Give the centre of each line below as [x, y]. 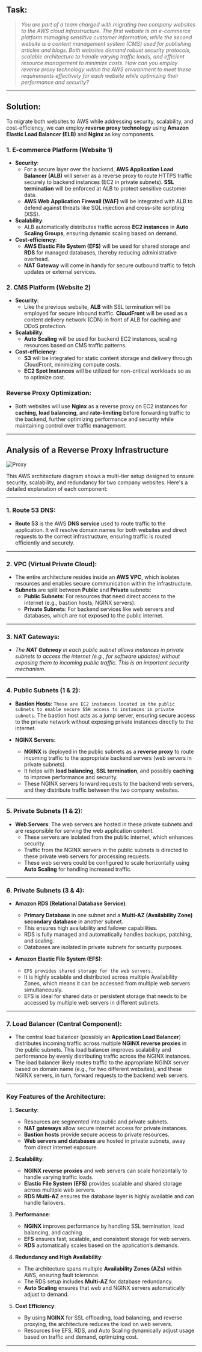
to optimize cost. [44, 377]
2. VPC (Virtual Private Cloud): [52, 564]
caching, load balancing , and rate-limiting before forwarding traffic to [103, 412]
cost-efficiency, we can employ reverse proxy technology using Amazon [98, 128]
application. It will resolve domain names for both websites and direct [101, 529]
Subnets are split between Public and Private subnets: [83, 590]
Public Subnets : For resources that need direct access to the [99, 596]
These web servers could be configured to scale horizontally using [107, 862]
